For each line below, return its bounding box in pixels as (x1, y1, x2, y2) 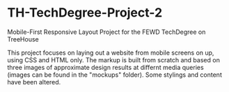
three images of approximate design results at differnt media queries (7, 63, 204, 71)
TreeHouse (7, 35, 40, 43)
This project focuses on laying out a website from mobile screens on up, (7, 48, 214, 57)
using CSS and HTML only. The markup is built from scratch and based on (7, 55, 221, 64)
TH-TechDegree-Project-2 (7, 5, 163, 21)
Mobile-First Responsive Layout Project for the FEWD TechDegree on (7, 28, 206, 36)
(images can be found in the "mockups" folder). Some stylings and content (7, 71, 223, 79)
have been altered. (7, 77, 61, 86)
